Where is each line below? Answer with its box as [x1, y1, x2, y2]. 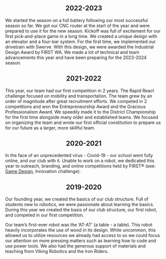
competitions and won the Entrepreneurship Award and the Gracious [5, 103, 146, 109]
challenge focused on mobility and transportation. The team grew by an [5, 92, 153, 99]
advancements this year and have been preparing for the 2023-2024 [5, 54, 147, 60]
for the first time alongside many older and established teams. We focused [5, 114, 159, 120]
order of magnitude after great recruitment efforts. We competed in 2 [5, 98, 147, 104]
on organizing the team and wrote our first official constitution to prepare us [5, 119, 161, 125]
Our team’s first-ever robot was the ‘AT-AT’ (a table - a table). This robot [5, 222, 153, 228]
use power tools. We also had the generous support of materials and [5, 243, 146, 249]
